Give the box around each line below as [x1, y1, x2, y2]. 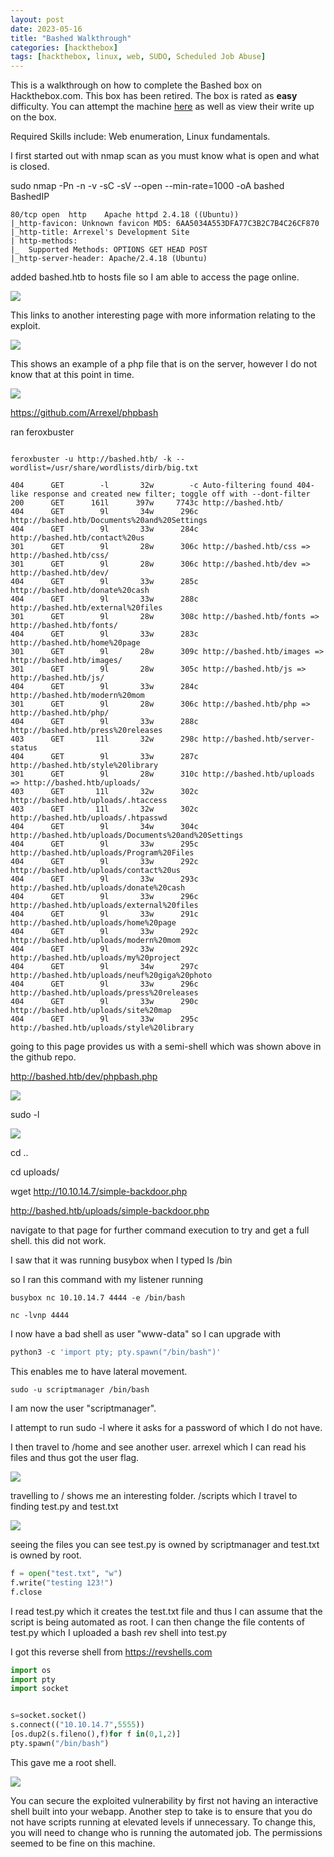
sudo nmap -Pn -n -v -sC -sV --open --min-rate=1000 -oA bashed [10, 180, 285, 192]
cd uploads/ [10, 1166, 60, 1178]
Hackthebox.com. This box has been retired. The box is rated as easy [10, 90, 298, 102]
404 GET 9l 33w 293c [10, 874, 199, 885]
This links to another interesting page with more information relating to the [10, 309, 316, 321]
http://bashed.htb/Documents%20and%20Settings [10, 516, 208, 526]
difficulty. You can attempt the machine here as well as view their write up [10, 101, 315, 113]
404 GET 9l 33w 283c [10, 629, 199, 640]
